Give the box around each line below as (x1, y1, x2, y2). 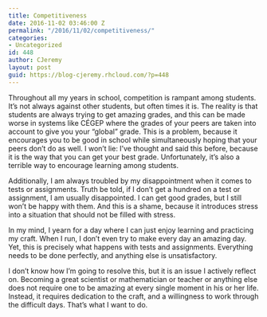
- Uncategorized (8, 41, 62, 49)
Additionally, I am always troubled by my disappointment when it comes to (8, 176, 253, 186)
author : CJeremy (8, 57, 62, 65)
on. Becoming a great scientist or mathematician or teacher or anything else (8, 274, 257, 284)
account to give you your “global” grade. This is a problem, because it (8, 127, 238, 136)
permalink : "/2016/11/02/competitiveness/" (8, 26, 155, 34)
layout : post (8, 64, 52, 72)
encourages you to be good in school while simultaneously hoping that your (8, 135, 257, 144)
